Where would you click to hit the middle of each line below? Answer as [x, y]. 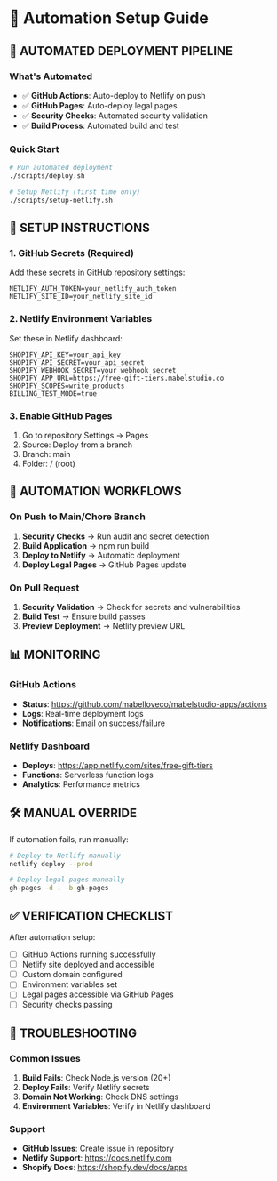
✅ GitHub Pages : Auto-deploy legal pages [99, 105]
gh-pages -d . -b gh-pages [59, 888]
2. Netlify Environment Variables [81, 319]
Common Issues [45, 1058]
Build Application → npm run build [86, 545]
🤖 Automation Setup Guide [109, 18]
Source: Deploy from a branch [77, 445]
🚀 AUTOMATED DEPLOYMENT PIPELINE [121, 51]
